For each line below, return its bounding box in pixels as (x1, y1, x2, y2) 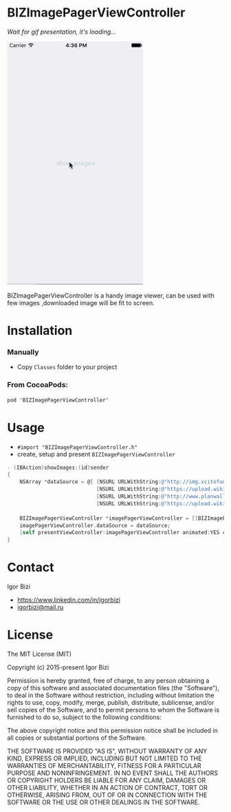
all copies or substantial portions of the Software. (7, 734, 146, 742)
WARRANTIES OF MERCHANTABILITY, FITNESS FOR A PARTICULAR (7, 762, 201, 770)
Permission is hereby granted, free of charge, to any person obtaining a (7, 677, 210, 685)
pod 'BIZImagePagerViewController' (7, 397, 109, 404)
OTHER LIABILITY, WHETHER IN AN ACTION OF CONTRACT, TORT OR (7, 784, 208, 792)
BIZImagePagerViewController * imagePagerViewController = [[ (19, 514, 198, 522)
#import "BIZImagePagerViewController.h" (16, 443, 137, 451)
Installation (7, 323, 73, 338)
